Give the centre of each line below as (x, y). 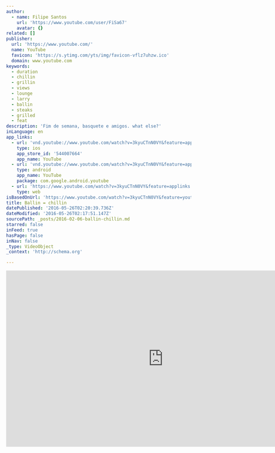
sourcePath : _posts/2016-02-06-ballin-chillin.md (68, 219)
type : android (34, 170)
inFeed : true (22, 230)
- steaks (22, 110)
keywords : (18, 66)
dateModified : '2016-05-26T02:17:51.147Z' (59, 214)
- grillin (23, 83)
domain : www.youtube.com (42, 61)
